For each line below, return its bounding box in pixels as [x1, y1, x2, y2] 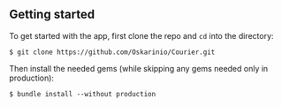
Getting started [9, 7, 95, 22]
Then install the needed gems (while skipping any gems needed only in [9, 63, 269, 73]
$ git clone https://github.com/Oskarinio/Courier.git [9, 48, 216, 57]
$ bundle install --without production [9, 89, 156, 98]
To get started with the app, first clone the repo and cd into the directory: [9, 30, 274, 41]
